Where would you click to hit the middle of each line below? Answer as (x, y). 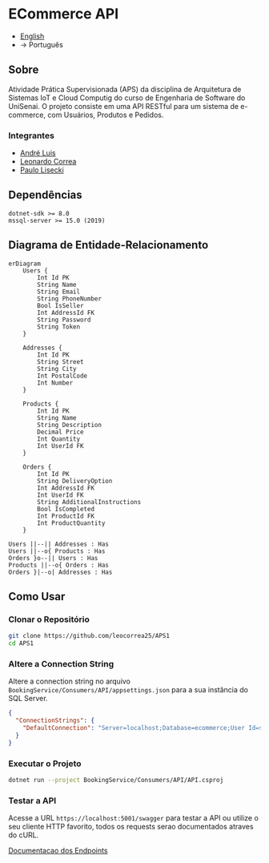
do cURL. (24, 835)
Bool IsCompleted (66, 509)
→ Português (42, 44)
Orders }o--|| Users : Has (53, 558)
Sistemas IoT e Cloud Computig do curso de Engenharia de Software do (127, 98)
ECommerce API (64, 14)
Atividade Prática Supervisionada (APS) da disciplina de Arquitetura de (125, 89)
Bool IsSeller (60, 305)
